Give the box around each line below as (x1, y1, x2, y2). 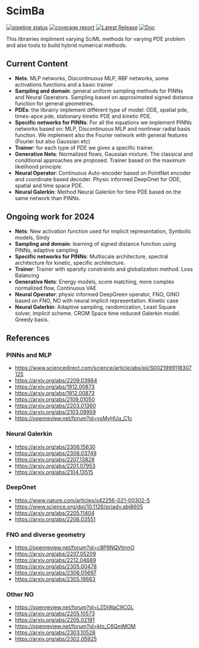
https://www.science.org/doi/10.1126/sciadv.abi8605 (14, 503, 144, 510)
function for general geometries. (14, 100, 94, 107)
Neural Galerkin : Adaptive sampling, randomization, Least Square (14, 303, 176, 310)
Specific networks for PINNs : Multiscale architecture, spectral (14, 252, 168, 260)
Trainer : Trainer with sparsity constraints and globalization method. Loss (14, 265, 193, 273)
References (6, 333, 50, 343)
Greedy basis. (14, 316, 49, 323)
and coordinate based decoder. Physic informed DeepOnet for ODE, (14, 175, 181, 182)
